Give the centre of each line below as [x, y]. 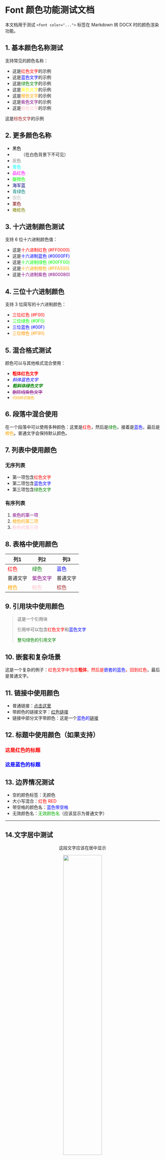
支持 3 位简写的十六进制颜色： [36, 304]
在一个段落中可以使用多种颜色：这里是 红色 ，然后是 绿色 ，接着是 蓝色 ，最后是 [82, 427]
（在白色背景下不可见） [45, 154]
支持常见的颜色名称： [27, 61]
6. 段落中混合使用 [31, 414]
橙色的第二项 [25, 521]
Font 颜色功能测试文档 [50, 10]
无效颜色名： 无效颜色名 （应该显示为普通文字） [59, 814]
